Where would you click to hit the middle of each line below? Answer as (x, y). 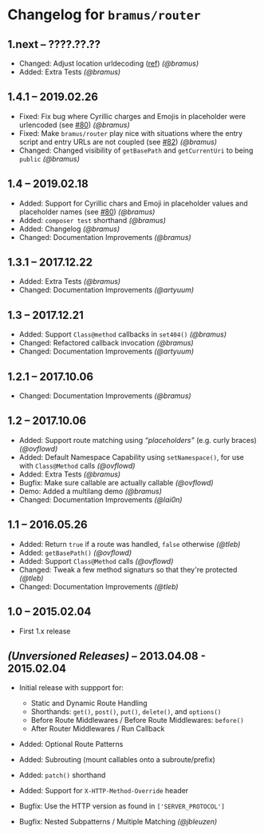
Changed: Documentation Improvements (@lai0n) (100, 499)
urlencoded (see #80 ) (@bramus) (75, 125)
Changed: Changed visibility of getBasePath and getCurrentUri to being (136, 150)
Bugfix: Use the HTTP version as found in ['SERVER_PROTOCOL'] (122, 806)
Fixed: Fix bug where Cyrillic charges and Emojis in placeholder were (132, 116)
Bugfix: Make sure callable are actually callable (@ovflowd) (116, 482)
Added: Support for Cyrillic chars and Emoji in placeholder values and (133, 203)
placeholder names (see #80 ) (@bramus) (87, 211)
